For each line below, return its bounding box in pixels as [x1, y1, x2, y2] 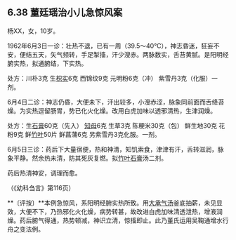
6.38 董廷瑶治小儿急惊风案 [7, 6, 123, 19]
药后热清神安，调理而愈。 [7, 168, 81, 177]
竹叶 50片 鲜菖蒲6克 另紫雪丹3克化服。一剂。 [31, 130, 161, 138]
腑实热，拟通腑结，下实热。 [7, 59, 88, 67]
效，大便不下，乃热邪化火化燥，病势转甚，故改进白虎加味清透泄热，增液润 [7, 207, 223, 215]
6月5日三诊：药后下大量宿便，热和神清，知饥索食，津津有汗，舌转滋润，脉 [7, 145, 224, 153]
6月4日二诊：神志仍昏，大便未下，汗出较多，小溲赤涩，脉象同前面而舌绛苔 [7, 98, 225, 106]
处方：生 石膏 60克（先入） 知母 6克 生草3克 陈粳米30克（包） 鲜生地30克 [7, 121, 218, 130]
